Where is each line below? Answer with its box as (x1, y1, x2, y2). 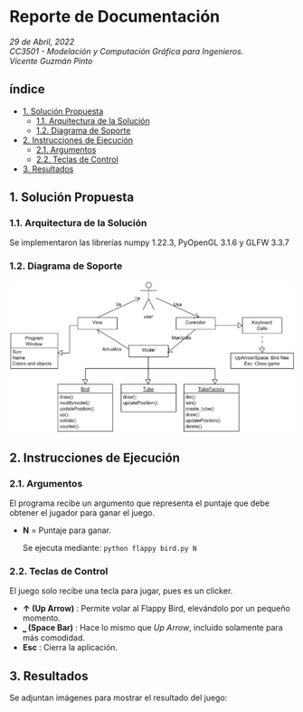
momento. (22, 612, 62, 623)
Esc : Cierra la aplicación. (22, 642, 118, 653)
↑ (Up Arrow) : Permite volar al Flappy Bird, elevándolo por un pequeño (22, 603, 291, 614)
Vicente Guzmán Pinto (9, 55, 93, 66)
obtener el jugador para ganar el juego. (9, 507, 156, 517)
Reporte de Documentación (9, 6, 221, 27)
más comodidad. (22, 632, 86, 643)
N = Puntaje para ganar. (22, 525, 111, 536)
